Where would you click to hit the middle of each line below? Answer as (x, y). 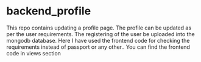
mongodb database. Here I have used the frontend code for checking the (98, 40)
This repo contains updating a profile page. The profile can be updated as (99, 28)
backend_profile (49, 11)
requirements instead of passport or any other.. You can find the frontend (98, 47)
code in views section (33, 53)
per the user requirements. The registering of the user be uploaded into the (100, 34)
